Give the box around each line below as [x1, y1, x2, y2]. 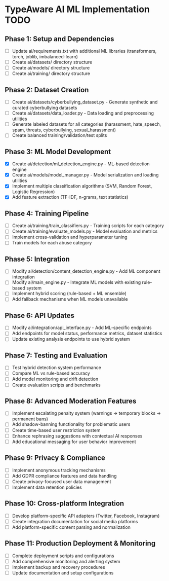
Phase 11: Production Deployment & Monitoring [5, 539, 156, 548]
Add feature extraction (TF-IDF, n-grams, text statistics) [12, 194, 129, 200]
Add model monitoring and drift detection [12, 376, 99, 382]
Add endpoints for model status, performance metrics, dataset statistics [12, 331, 162, 337]
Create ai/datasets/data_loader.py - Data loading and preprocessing [12, 110, 154, 116]
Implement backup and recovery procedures [12, 564, 105, 570]
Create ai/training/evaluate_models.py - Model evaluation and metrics [12, 228, 158, 234]
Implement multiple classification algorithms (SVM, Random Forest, [12, 183, 152, 189]
